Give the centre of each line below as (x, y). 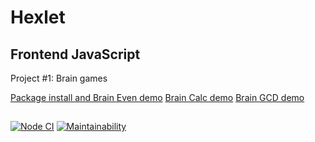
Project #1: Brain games (59, 78)
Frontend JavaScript (75, 54)
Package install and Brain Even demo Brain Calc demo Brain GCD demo (157, 97)
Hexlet (38, 17)
